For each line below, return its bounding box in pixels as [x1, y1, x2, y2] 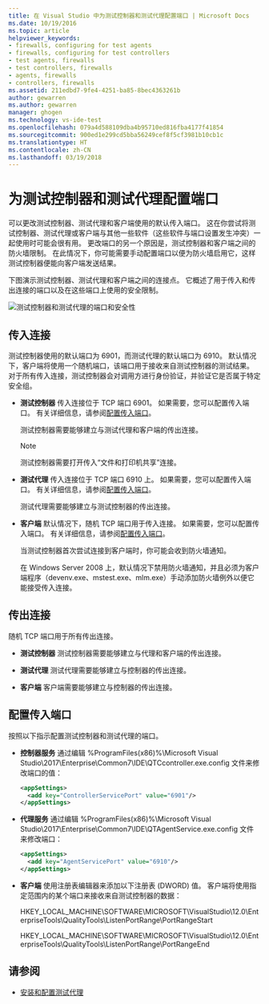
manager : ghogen [8, 109, 62, 117]
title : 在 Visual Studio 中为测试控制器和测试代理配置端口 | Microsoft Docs [8, 11, 250, 20]
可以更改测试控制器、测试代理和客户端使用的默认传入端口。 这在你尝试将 [8, 218, 249, 228]
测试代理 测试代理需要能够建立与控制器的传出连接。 [19, 665, 191, 675]
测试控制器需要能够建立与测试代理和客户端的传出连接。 [19, 425, 203, 434]
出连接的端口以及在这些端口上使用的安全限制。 [8, 285, 163, 295]
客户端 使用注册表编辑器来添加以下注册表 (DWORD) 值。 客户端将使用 [19, 881, 250, 890]
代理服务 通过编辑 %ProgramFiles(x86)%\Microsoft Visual [19, 814, 211, 824]
